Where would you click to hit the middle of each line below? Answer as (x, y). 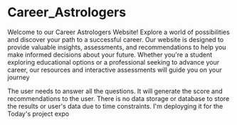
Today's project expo (38, 114)
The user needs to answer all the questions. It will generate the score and (115, 91)
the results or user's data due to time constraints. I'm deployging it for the (115, 106)
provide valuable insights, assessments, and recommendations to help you (117, 47)
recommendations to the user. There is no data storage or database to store (118, 98)
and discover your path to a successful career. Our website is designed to (116, 39)
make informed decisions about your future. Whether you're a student (110, 55)
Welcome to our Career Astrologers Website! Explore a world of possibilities (118, 32)
